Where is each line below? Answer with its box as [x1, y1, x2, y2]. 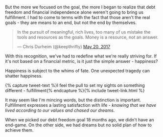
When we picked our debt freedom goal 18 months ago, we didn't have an [5, 117, 154, 122]
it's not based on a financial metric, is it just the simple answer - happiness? [5, 59, 158, 64]
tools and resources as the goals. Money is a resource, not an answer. [17, 34, 159, 40]
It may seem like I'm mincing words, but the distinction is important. [5, 97, 141, 103]
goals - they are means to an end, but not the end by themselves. [5, 20, 137, 25]
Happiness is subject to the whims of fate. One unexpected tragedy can [5, 68, 150, 74]
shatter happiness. [5, 73, 43, 78]
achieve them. [5, 127, 34, 133]
